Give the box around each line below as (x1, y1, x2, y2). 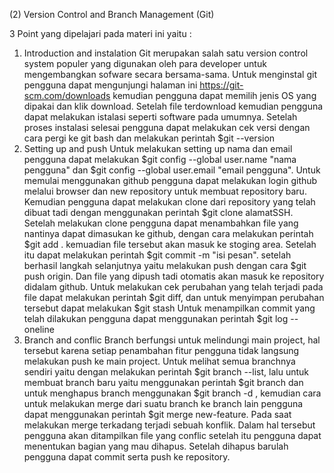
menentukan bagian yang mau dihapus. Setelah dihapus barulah (23, 440, 289, 452)
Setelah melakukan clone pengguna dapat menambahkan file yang (23, 217, 299, 229)
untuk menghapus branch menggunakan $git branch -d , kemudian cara (23, 387, 322, 399)
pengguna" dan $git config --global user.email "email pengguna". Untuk (23, 164, 321, 176)
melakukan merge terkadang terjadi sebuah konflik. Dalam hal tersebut (23, 419, 316, 431)
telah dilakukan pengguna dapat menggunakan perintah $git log (23, 313, 289, 324)
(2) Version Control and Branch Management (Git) (9, 9, 215, 20)
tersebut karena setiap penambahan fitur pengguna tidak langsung (23, 345, 300, 356)
